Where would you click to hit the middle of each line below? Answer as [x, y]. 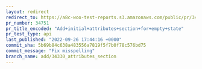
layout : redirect [27, 12]
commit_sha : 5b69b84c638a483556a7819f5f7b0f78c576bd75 [76, 46]
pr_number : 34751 [27, 23]
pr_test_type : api [29, 34]
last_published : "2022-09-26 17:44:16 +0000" [64, 40]
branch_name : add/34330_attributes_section [61, 56]
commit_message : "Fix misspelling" [50, 51]
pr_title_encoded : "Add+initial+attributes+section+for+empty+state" [95, 28]
